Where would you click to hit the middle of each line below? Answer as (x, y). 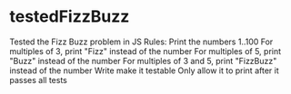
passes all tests (39, 80)
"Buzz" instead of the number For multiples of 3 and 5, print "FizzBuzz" (143, 61)
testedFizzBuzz (70, 17)
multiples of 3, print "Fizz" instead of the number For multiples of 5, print (145, 51)
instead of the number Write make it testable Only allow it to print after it (144, 70)
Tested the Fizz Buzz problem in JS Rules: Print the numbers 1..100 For (141, 42)
